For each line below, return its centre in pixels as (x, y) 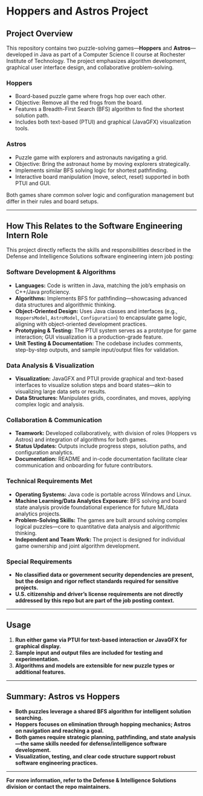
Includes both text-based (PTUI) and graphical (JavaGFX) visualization (103, 122)
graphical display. (38, 646)
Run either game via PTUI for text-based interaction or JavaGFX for (101, 640)
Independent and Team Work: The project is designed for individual (100, 539)
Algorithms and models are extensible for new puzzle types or (95, 665)
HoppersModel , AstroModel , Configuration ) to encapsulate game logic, (101, 317)
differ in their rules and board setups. (52, 201)
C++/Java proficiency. (43, 291)
